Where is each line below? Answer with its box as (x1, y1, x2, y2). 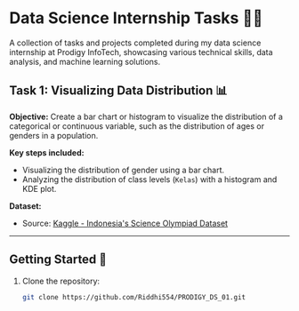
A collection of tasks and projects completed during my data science (9, 37, 262, 48)
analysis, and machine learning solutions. (9, 56, 161, 67)
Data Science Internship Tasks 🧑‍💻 (9, 8, 263, 28)
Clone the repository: (21, 275, 101, 286)
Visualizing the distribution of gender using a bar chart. (21, 164, 225, 175)
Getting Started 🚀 (9, 252, 108, 267)
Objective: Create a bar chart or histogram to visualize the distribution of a (9, 111, 283, 122)
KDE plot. (21, 183, 57, 194)
